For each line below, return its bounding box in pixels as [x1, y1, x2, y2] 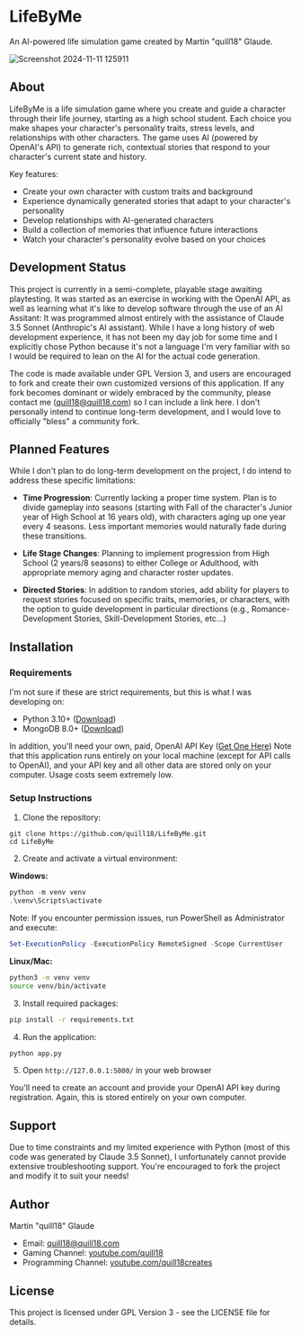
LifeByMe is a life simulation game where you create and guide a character [9, 103, 286, 114]
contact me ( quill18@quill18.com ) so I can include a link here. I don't [9, 396, 261, 407]
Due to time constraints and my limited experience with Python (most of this [9, 1142, 290, 1152]
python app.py [9, 1049, 63, 1058]
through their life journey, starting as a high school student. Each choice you [9, 112, 292, 123]
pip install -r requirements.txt [9, 1015, 135, 1024]
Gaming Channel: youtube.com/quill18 [22, 1248, 164, 1258]
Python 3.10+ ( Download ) [22, 714, 117, 725]
